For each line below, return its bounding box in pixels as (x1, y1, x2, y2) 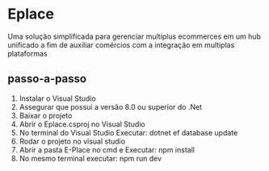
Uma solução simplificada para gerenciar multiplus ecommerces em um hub (7, 31, 262, 41)
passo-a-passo (7, 72, 86, 85)
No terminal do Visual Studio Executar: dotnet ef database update (19, 127, 238, 137)
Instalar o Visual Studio (19, 94, 96, 103)
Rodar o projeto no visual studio (19, 136, 126, 146)
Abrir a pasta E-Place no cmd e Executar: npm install (19, 144, 195, 154)
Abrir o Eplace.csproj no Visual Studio (19, 119, 146, 129)
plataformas (7, 48, 48, 58)
